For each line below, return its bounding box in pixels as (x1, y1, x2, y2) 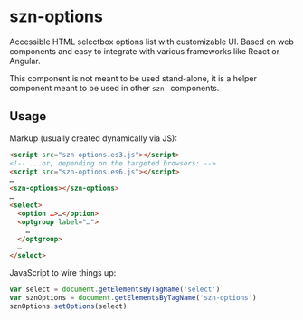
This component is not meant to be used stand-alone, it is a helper (9, 72, 258, 83)
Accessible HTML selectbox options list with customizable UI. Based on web (9, 36, 294, 47)
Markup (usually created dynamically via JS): (9, 133, 178, 144)
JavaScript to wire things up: (9, 268, 117, 278)
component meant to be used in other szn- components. (9, 82, 220, 93)
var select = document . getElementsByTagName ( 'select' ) (9, 285, 221, 295)
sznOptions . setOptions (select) (9, 301, 128, 311)
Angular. (9, 55, 41, 66)
